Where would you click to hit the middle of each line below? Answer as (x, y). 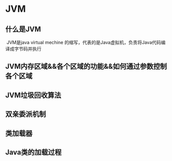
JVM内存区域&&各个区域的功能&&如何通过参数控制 (86, 66)
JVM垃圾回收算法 (33, 95)
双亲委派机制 (26, 114)
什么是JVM (23, 29)
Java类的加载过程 (33, 152)
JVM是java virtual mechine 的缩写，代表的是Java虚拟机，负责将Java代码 (84, 42)
